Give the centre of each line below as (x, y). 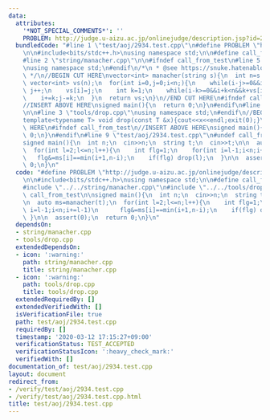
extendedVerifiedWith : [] (59, 307)
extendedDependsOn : (48, 247)
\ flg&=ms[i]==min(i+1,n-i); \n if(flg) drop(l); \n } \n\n (131, 157)
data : (17, 16)
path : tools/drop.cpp (59, 285)
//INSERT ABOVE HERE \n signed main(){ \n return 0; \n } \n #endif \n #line (142, 105)
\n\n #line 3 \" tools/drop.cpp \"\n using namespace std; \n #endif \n (135, 113)
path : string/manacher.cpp (68, 262)
